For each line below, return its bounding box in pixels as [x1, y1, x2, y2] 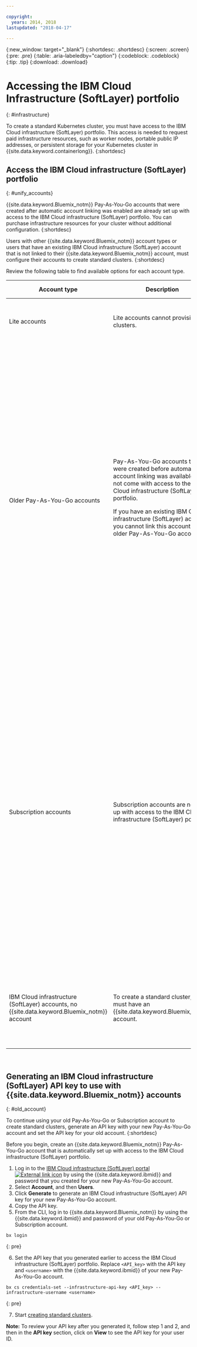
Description [145, 285, 179, 293]
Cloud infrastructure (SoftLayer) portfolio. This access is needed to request [6, 129, 188, 136]
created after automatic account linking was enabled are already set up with [6, 207, 189, 214]
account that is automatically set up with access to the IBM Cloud [25, 1147, 184, 1154]
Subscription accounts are [113, 801, 186, 809]
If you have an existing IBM [113, 507, 188, 516]
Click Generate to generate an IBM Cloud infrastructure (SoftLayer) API [14, 1190, 187, 1197]
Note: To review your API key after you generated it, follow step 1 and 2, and [6, 1322, 191, 1329]
